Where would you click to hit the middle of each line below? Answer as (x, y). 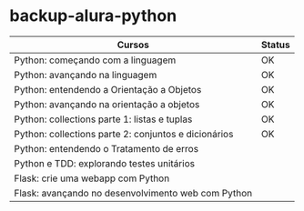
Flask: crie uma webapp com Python (92, 178)
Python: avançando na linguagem (86, 75)
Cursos (133, 45)
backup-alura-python (93, 16)
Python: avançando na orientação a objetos (107, 104)
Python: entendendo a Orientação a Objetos (108, 89)
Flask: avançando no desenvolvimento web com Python (133, 193)
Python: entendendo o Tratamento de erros (106, 148)
